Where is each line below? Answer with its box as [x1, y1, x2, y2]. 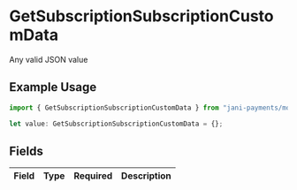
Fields [9, 143, 44, 158]
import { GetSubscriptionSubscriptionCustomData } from [9, 103, 219, 112]
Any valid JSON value [9, 54, 88, 65]
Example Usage [9, 80, 97, 95]
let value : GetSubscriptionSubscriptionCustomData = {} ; [9, 119, 224, 128]
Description [120, 170, 172, 182]
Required [73, 170, 113, 182]
